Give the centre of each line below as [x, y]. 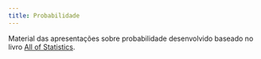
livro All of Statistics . [42, 47]
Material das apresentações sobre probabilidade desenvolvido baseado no [131, 38]
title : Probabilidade [44, 16]
